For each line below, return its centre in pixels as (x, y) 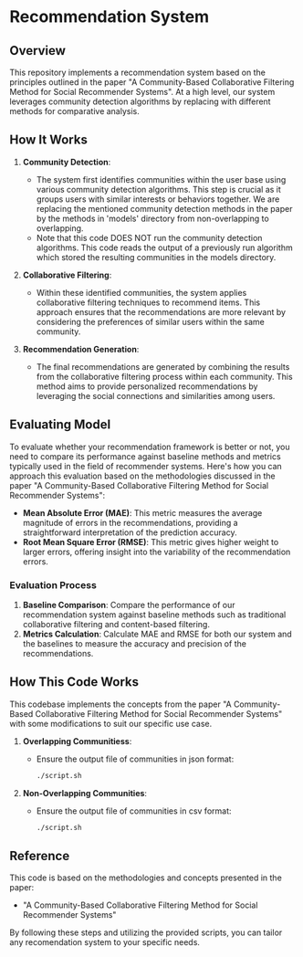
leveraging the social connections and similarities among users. (156, 395)
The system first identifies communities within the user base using (161, 179)
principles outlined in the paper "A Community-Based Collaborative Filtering (152, 82)
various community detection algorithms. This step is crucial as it (158, 189)
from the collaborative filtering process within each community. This (165, 376)
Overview (38, 51)
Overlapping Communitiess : (77, 741)
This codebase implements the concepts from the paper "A (120, 704)
